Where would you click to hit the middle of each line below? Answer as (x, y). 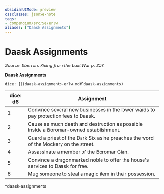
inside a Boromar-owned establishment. (74, 130)
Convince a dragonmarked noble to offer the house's (89, 160)
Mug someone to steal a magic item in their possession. (92, 174)
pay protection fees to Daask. (62, 116)
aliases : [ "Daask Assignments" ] (38, 28)
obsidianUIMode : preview (30, 10)
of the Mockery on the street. (61, 144)
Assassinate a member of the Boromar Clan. (79, 152)
